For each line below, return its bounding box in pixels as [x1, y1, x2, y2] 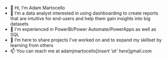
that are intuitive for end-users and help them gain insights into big [10, 16, 151, 21]
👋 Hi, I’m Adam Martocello [10, 5, 65, 11]
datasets [10, 21, 29, 27]
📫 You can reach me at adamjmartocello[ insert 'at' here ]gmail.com [10, 48, 152, 54]
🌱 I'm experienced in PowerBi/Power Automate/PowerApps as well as [10, 26, 157, 32]
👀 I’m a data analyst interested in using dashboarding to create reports [10, 10, 158, 16]
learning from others [10, 42, 54, 48]
